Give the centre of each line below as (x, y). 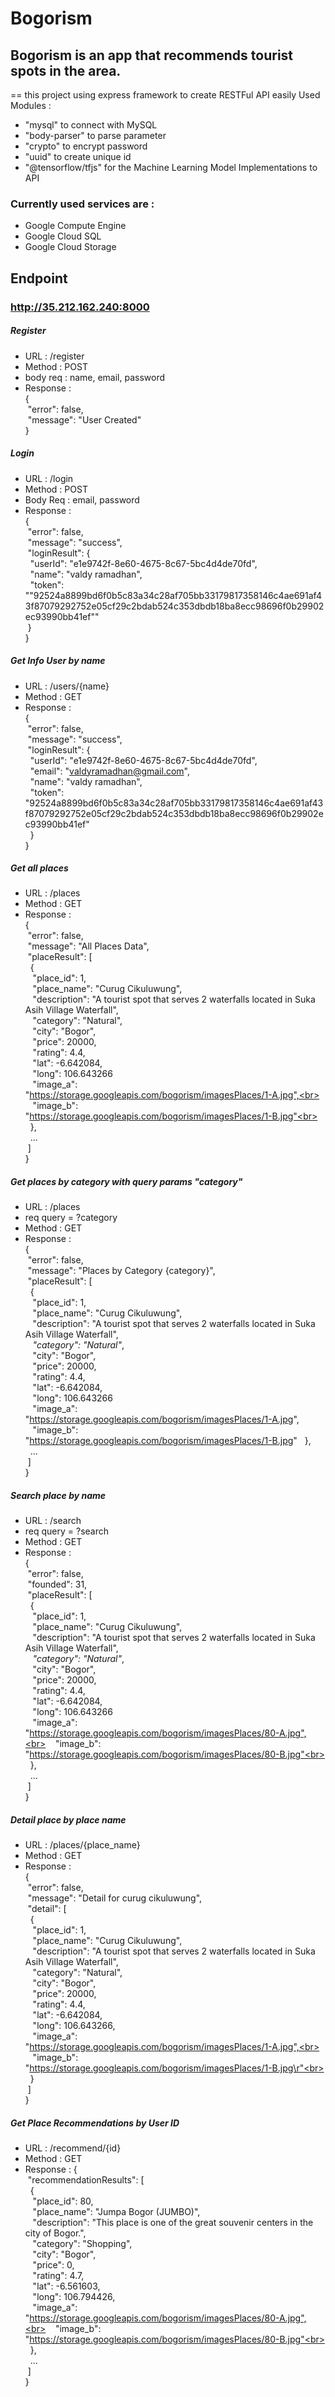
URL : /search (53, 1521)
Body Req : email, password (82, 499)
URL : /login (49, 478)
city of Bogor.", (55, 2233)
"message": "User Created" (84, 419)
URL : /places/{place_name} (82, 1845)
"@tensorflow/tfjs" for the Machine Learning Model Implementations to (171, 167)
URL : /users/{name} (67, 686)
